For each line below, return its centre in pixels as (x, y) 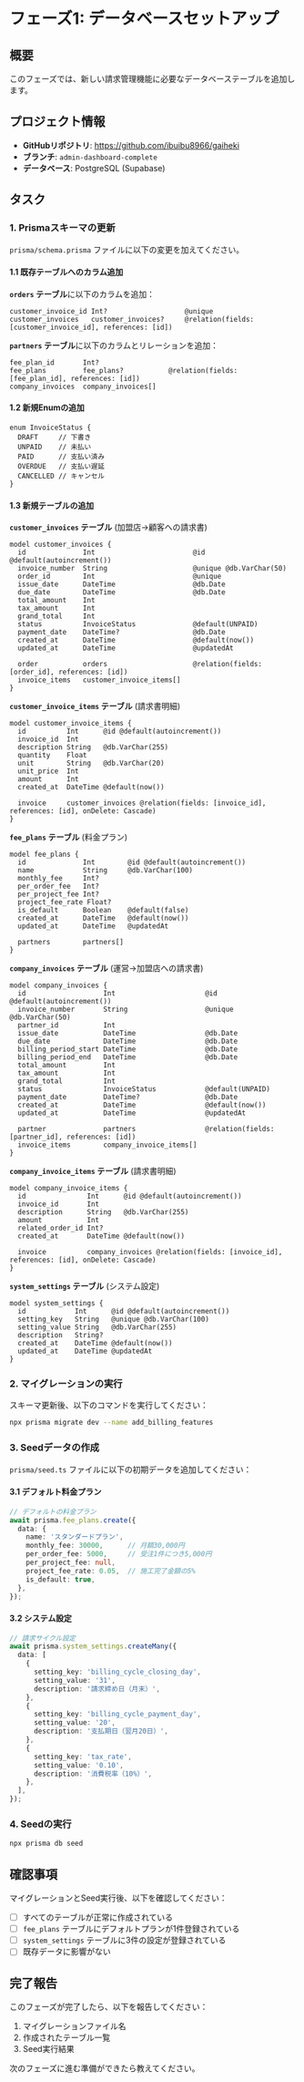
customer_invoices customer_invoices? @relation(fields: (132, 319)
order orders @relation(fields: (140, 665)
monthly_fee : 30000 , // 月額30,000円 (105, 1546)
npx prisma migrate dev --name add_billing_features (111, 1423)
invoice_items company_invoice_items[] (107, 1145)
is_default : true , (61, 1579)
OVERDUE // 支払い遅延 (61, 466)
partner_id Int (67, 1026)
